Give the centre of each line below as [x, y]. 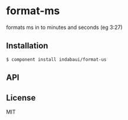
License [21, 98]
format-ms [33, 11]
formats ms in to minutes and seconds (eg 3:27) [64, 27]
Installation [27, 46]
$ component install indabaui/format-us [57, 59]
